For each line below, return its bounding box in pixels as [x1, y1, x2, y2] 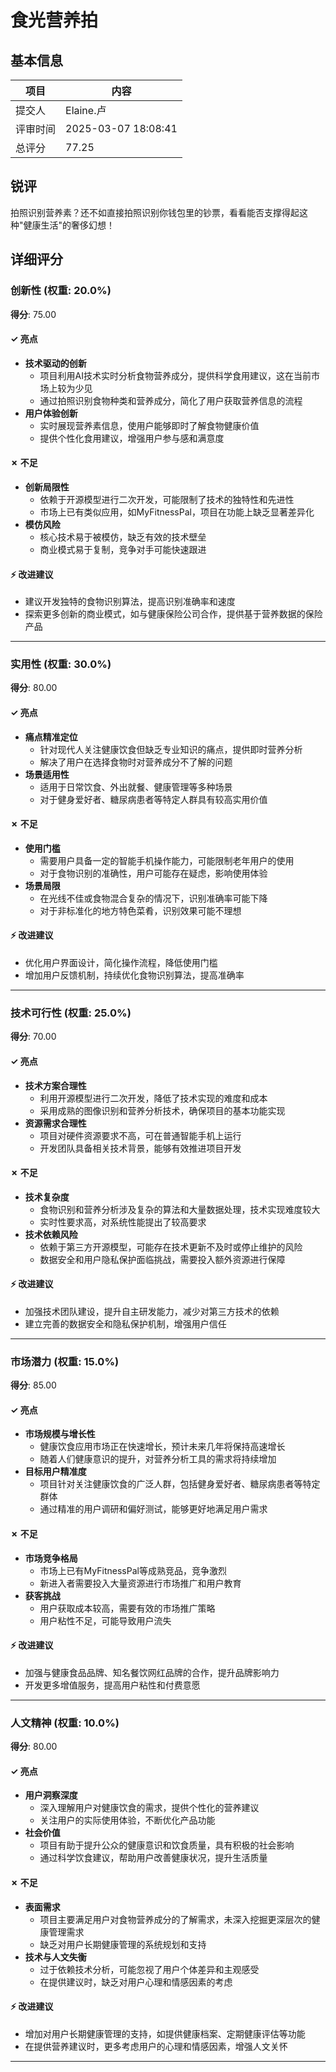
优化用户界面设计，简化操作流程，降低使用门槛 [24, 957, 218, 969]
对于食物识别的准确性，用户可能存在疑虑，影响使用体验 [39, 867, 268, 879]
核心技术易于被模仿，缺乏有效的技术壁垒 [39, 531, 207, 543]
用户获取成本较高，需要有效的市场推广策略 [39, 1602, 216, 1614]
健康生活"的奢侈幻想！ [23, 219, 116, 231]
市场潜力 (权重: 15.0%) [10, 1354, 120, 1368]
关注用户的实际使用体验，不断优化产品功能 [39, 1814, 216, 1826]
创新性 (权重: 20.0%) [10, 284, 112, 298]
